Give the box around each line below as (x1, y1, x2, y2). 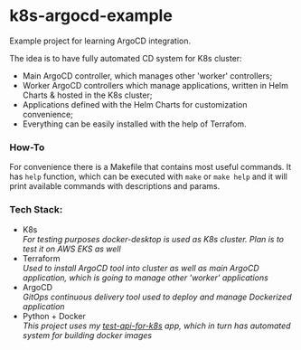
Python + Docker (22, 310, 86, 321)
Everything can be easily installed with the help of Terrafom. (22, 118, 247, 129)
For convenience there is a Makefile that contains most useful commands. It (9, 162, 292, 173)
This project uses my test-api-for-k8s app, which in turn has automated (22, 320, 291, 331)
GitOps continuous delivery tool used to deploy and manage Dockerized (22, 291, 292, 302)
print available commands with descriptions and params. (9, 181, 221, 192)
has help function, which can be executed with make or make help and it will (9, 171, 287, 182)
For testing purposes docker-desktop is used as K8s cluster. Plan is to (22, 233, 285, 244)
